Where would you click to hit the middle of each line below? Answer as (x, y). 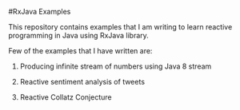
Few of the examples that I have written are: (80, 51)
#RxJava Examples (40, 12)
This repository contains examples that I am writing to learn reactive (120, 27)
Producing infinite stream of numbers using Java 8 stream (116, 66)
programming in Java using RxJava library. (79, 35)
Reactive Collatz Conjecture (66, 97)
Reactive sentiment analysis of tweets (82, 82)
